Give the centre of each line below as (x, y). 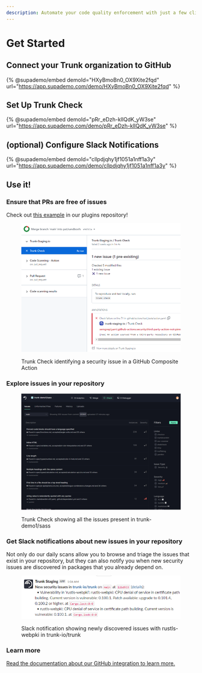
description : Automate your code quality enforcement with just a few (96, 13)
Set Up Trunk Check (44, 105)
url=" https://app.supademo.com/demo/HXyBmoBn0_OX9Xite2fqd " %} (93, 86)
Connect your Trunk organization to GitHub (89, 65)
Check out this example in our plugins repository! (67, 215)
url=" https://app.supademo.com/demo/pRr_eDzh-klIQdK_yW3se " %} (92, 126)
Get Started (35, 43)
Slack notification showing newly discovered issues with (91, 628)
